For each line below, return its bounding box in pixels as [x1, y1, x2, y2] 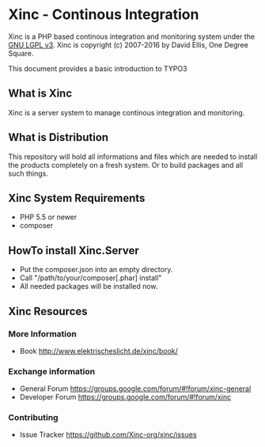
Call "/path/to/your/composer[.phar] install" [19, 273, 162, 282]
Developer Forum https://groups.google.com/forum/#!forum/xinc [19, 392, 232, 402]
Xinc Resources [8, 305, 89, 318]
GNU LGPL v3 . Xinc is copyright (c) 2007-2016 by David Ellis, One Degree [8, 40, 249, 49]
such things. [8, 169, 49, 178]
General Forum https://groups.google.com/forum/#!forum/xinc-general [19, 384, 252, 393]
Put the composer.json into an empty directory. [19, 265, 173, 275]
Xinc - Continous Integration [8, 6, 199, 24]
